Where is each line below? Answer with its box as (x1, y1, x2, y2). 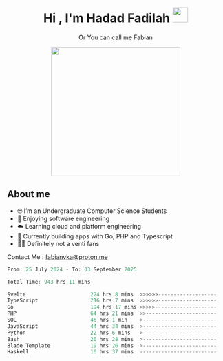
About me (7, 188, 50, 200)
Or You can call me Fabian (78, 33, 153, 41)
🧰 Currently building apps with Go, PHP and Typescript (17, 231, 173, 240)
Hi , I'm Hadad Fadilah (43, 10, 171, 26)
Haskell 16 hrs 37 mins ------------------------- (7, 349, 217, 355)
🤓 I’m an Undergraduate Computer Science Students (17, 207, 167, 215)
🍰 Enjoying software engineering (17, 214, 110, 223)
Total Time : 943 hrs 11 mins (7, 278, 91, 285)
